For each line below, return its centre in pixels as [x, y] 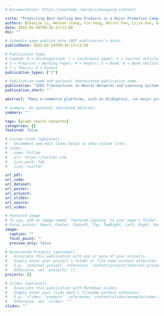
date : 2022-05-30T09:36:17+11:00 [39, 27]
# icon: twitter [24, 167]
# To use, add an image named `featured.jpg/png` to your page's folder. [82, 220]
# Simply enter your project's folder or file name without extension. [82, 261]
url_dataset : [18, 184]
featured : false [21, 130]
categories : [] [20, 126]
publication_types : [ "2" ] [31, 72]
